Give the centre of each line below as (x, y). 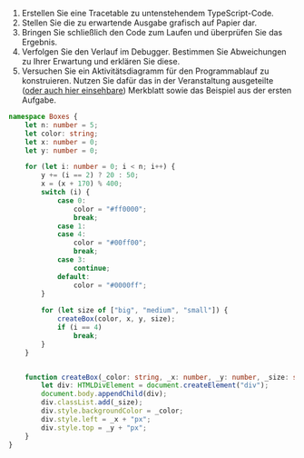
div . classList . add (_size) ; (92, 403)
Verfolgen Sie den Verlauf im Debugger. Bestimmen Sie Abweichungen (154, 52)
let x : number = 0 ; (62, 142)
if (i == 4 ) (79, 327)
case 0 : (72, 200)
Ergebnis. (39, 42)
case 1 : (72, 226)
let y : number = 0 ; (62, 150)
